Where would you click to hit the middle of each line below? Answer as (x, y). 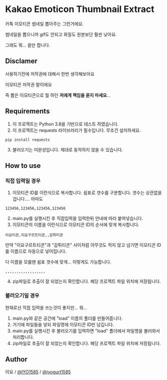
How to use (23, 166)
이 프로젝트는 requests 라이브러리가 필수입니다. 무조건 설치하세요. (77, 130)
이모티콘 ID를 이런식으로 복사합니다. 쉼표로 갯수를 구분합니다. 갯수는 (78, 193)
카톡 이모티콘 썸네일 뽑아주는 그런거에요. (44, 24)
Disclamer (21, 61)
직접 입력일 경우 (23, 180)
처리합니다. (23, 337)
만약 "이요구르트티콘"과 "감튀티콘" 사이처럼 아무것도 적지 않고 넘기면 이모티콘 (81, 245)
